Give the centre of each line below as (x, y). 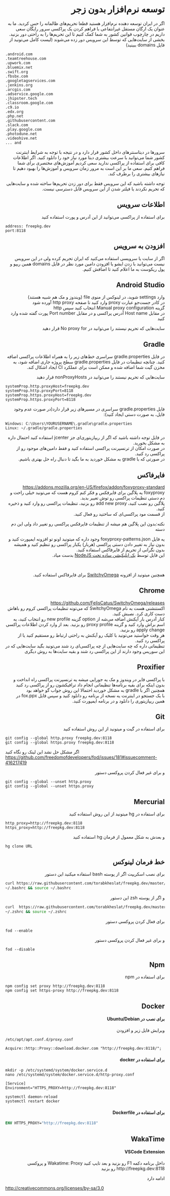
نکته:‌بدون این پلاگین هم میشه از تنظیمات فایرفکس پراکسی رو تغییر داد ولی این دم (88, 524)
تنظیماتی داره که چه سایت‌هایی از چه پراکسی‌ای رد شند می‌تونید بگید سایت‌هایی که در (85, 646)
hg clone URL (19, 846)
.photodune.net (21, 134)
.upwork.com (18, 63)
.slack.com (17, 125)
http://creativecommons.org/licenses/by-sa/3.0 (55, 1188)
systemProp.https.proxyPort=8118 (40, 400)
